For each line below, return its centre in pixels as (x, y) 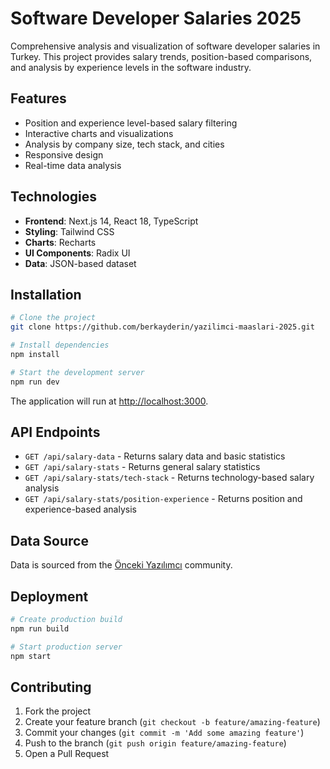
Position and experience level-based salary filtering (131, 123)
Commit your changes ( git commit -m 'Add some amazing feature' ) (164, 733)
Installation (46, 294)
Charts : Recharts (60, 242)
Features (38, 98)
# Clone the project (53, 318)
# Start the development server (77, 372)
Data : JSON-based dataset (80, 263)
